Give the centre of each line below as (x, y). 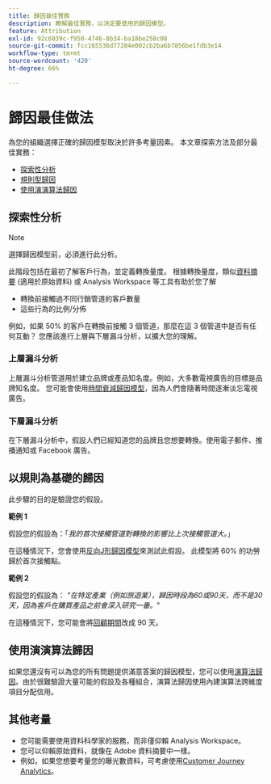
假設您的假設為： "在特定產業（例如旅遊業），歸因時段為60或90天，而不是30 (135, 595)
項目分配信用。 (33, 691)
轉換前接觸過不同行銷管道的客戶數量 (80, 298)
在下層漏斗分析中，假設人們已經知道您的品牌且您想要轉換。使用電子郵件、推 (135, 440)
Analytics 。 (39, 771)
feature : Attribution (45, 31)
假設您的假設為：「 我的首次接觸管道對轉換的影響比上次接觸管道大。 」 (121, 533)
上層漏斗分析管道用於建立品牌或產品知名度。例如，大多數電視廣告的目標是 (132, 377)
